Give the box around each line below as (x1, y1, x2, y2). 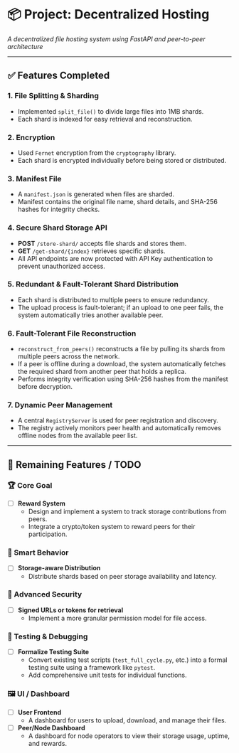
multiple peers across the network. (17, 352, 120, 361)
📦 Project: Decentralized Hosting (7, 6, 210, 23)
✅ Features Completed (7, 70, 110, 82)
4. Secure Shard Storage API (7, 223, 108, 233)
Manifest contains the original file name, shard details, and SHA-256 (17, 198, 218, 206)
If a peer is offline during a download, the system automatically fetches (17, 360, 226, 368)
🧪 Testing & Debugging (7, 631, 88, 641)
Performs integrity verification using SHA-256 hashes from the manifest (17, 375, 229, 383)
